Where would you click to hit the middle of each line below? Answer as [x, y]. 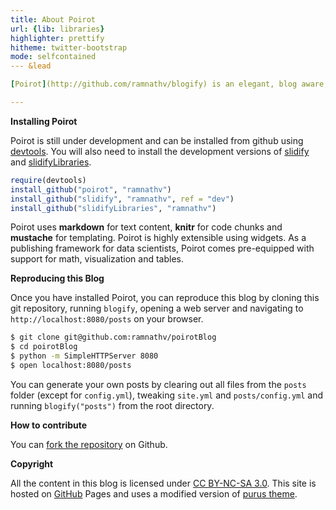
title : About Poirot [53, 19]
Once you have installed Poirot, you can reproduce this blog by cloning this [165, 298]
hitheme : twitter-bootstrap [69, 47]
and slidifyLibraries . [51, 162]
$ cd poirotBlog [44, 347]
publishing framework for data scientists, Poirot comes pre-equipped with [162, 248]
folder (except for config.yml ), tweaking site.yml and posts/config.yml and [167, 395]
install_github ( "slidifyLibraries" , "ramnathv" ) [113, 208]
